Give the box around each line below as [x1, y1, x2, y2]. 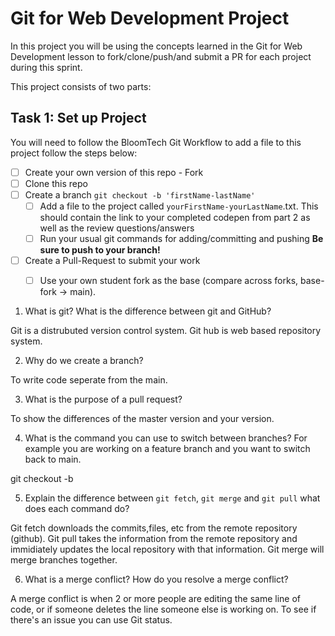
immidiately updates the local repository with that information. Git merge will [10, 543, 325, 556]
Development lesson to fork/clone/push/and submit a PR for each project [10, 50, 312, 62]
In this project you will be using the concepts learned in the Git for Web [10, 40, 303, 52]
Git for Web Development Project [10, 7, 290, 30]
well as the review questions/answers [39, 222, 195, 234]
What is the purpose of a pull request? [24, 393, 183, 406]
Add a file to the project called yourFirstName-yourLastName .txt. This [39, 200, 319, 212]
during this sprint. [10, 61, 83, 73]
